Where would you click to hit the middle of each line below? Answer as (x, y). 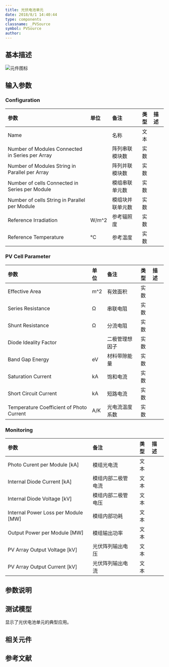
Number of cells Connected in (43, 183)
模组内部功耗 (108, 516)
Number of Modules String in (42, 166)
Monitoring (19, 430)
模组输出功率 (108, 533)
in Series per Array (30, 155)
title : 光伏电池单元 (24, 10)
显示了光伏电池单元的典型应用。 (38, 622)
